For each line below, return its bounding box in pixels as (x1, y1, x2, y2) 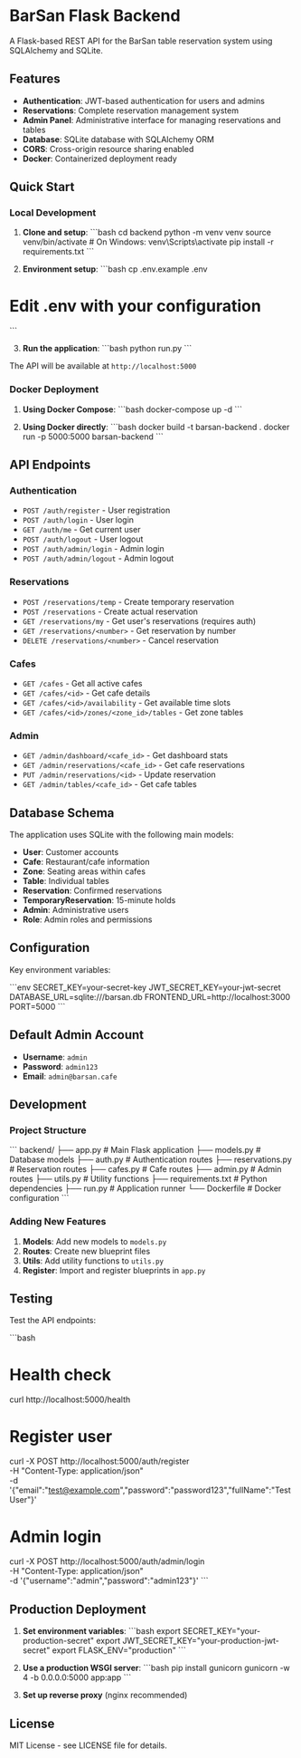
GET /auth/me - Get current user (22, 524, 141, 535)
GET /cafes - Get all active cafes (22, 677, 143, 688)
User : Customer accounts (22, 847, 119, 858)
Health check (9, 1364, 111, 1385)
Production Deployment (9, 1601, 146, 1617)
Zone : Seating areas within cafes (22, 866, 146, 877)
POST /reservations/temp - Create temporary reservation (22, 596, 235, 607)
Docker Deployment (9, 383, 99, 396)
